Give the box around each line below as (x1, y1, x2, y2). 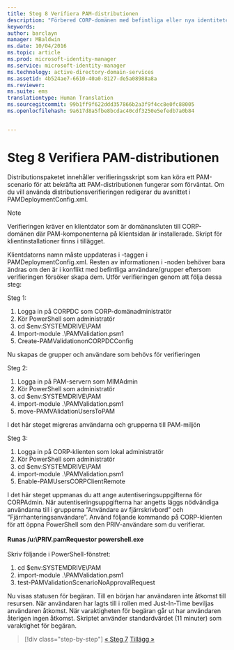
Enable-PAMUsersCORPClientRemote (17, 477, 125, 485)
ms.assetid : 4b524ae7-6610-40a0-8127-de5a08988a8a (7, 75, 157, 82)
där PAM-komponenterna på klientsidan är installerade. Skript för (36, 229, 223, 238)
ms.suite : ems (7, 88, 49, 95)
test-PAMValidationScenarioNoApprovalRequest (17, 578, 155, 587)
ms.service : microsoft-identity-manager (7, 62, 127, 69)
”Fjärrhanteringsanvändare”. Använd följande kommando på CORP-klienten (7, 513, 223, 521)
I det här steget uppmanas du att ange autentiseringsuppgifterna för (7, 490, 203, 499)
